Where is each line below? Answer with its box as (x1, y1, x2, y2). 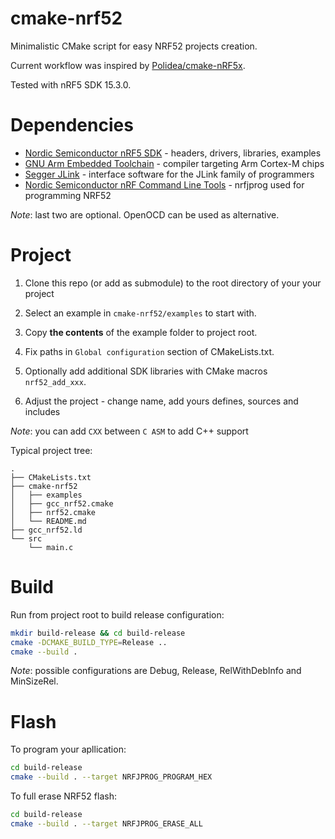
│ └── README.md (10, 516, 87, 526)
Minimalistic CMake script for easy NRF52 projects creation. (10, 40, 258, 52)
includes (24, 405, 61, 417)
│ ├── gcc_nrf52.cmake (10, 498, 114, 509)
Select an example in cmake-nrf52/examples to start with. (24, 307, 257, 319)
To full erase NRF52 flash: (10, 790, 117, 802)
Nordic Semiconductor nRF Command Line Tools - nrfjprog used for (24, 178, 305, 191)
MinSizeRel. (10, 675, 59, 687)
